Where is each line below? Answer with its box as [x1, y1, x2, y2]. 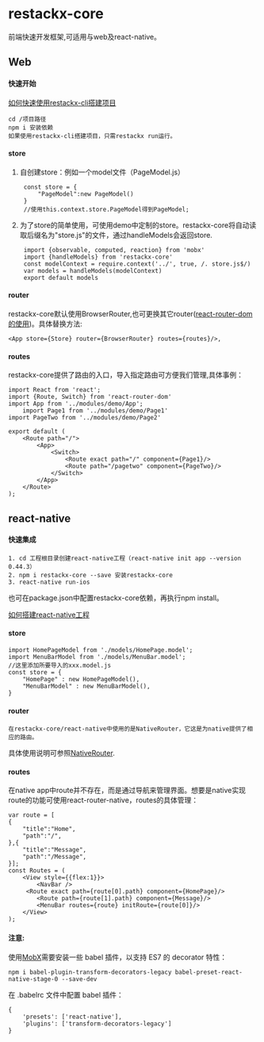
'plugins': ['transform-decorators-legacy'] [22, 1020, 172, 1028]
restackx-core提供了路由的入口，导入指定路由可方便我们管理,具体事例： [8, 370, 244, 380]
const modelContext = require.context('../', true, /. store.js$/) [23, 259, 251, 268]
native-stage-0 [8, 975, 59, 983]
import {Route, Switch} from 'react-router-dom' [8, 393, 172, 401]
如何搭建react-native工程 [8, 610, 90, 619]
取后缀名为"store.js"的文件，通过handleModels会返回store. [19, 230, 212, 239]
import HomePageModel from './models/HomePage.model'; [8, 646, 193, 654]
